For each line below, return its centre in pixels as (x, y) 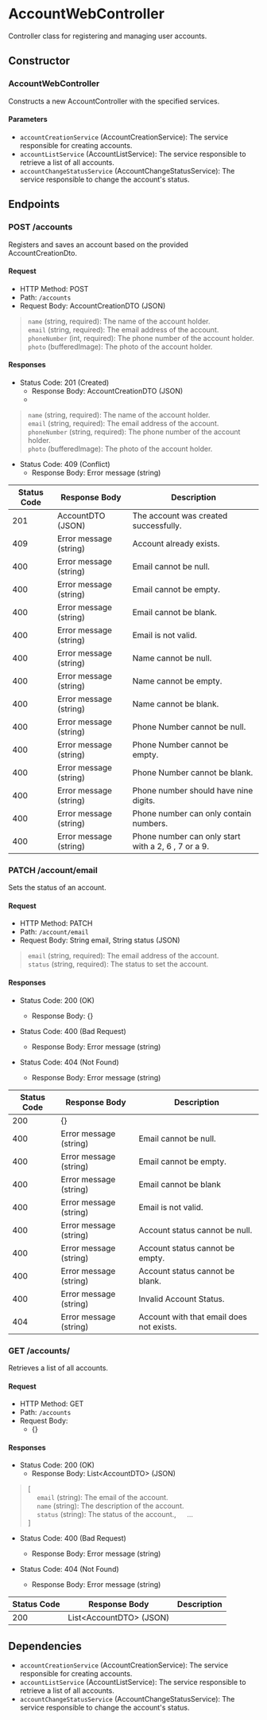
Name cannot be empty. (177, 680)
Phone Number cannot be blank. (193, 772)
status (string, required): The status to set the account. (118, 964)
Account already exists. (176, 543)
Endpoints (34, 204)
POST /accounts (41, 227)
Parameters (28, 119)
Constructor (39, 61)
